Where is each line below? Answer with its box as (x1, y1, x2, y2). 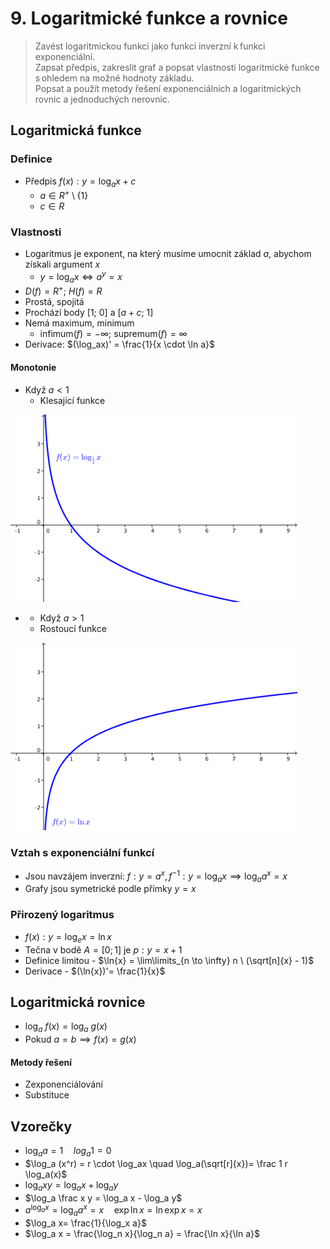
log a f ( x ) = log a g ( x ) (24, 1020, 108, 1035)
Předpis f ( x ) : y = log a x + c (24, 175, 137, 189)
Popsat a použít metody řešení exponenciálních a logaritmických (34, 82, 302, 94)
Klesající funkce (39, 394, 106, 406)
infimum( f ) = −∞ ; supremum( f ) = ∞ (39, 328, 188, 340)
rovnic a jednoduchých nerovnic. (34, 93, 170, 105)
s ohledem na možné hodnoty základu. (34, 72, 195, 84)
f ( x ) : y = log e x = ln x (24, 930, 112, 945)
